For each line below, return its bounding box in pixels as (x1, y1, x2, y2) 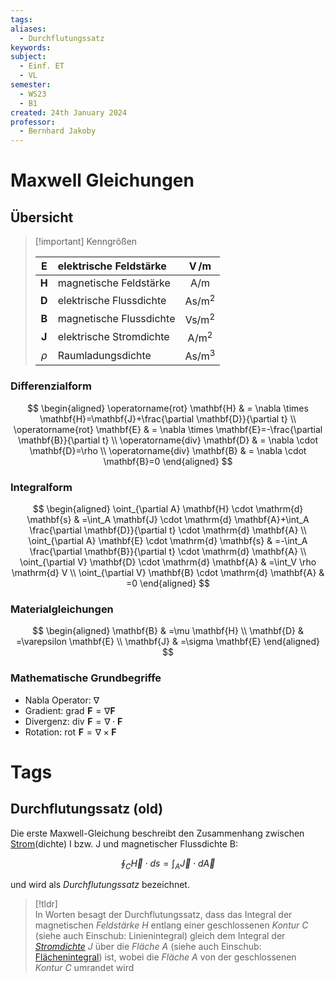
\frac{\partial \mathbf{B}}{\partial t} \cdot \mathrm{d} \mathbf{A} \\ (29, 546, 307, 558)
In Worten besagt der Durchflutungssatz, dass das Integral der (34, 909, 293, 921)
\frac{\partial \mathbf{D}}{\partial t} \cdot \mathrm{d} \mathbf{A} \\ (29, 524, 307, 536)
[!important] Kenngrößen (34, 236, 138, 248)
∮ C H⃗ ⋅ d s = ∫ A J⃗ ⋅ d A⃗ (120, 857, 216, 871)
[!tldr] (34, 898, 58, 910)
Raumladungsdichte (57, 348, 152, 362)
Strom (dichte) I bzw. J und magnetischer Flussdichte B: (10, 837, 238, 850)
